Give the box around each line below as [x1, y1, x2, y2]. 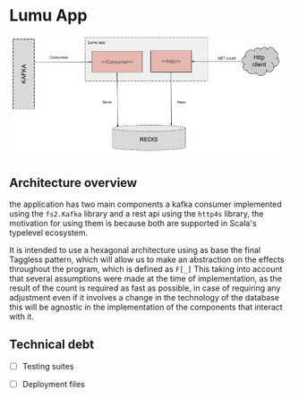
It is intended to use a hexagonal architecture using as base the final [9, 245, 261, 256]
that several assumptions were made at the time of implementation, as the [9, 274, 282, 284]
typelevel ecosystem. [9, 227, 88, 238]
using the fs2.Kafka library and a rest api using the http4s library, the [9, 208, 264, 219]
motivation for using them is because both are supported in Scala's [9, 218, 257, 229]
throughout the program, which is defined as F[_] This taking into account [9, 264, 283, 275]
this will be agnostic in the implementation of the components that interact [9, 301, 284, 313]
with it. [9, 311, 34, 322]
